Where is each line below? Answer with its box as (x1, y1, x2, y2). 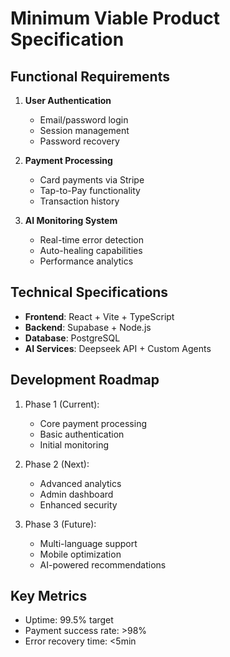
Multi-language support (39, 537, 138, 549)
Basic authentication (39, 428, 125, 440)
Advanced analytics (39, 477, 122, 489)
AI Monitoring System (24, 215, 118, 226)
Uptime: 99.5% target (24, 614, 114, 626)
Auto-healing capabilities (39, 245, 143, 256)
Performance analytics (39, 255, 134, 267)
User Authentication (24, 95, 112, 106)
